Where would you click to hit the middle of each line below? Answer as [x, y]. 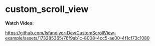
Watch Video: [19, 23]
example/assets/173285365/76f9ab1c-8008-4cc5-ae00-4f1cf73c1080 [77, 38]
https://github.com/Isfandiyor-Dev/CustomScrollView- [61, 32]
